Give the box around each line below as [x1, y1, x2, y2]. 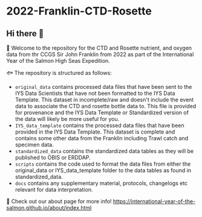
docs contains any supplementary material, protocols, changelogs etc [15, 180, 188, 187]
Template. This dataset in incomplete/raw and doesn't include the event [15, 96, 194, 103]
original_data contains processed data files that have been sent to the [15, 83, 192, 90]
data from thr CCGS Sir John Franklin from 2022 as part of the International [6, 51, 194, 58]
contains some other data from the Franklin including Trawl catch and [15, 135, 189, 141]
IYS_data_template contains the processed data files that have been [15, 122, 184, 129]
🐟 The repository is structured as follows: [6, 70, 112, 76]
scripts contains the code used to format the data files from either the [15, 160, 191, 167]
